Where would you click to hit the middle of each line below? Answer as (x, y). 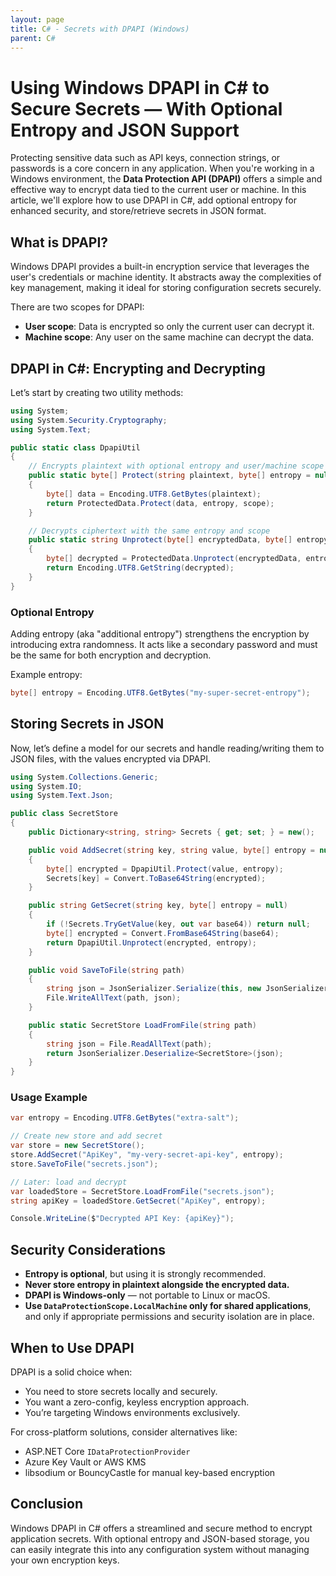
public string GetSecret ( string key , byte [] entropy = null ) (158, 906)
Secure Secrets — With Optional (146, 108)
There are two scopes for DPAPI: (77, 307)
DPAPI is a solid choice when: (71, 1372)
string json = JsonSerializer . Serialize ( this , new (154, 989)
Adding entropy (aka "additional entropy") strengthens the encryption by (160, 633)
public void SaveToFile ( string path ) (107, 970)
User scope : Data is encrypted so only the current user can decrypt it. (169, 327)
